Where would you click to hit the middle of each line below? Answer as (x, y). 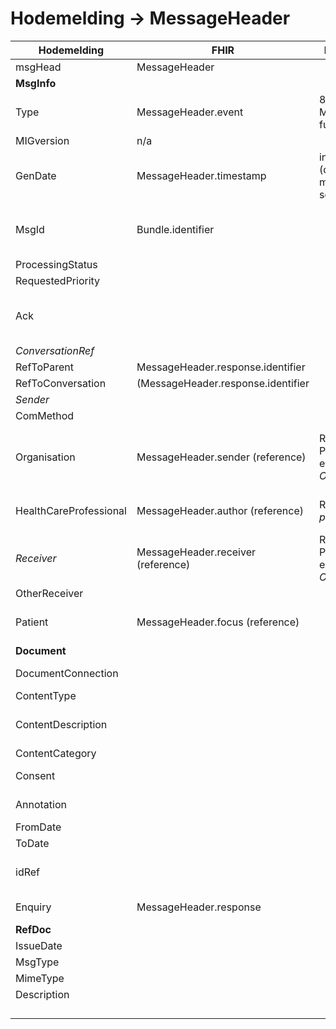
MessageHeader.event (190, 112)
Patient (32, 622)
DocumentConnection (67, 673)
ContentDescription (61, 724)
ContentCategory (56, 753)
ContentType (46, 695)
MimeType (40, 978)
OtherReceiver (49, 593)
